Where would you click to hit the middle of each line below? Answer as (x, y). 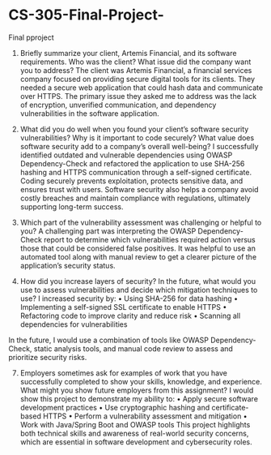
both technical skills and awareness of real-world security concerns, (134, 433)
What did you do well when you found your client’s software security (134, 129)
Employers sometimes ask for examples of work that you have (124, 373)
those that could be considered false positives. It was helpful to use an (138, 248)
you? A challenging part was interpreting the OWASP (108, 231)
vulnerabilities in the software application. (89, 113)
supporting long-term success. (72, 206)
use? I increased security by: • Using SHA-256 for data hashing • (129, 298)
